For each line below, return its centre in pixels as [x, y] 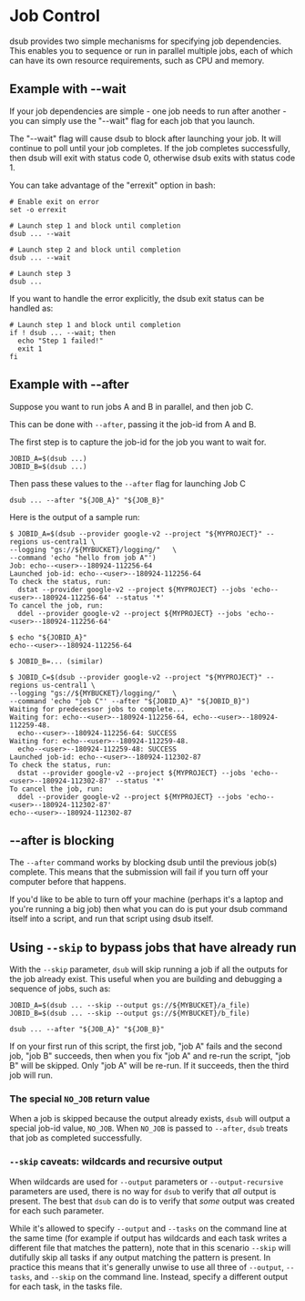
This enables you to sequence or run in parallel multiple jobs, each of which [151, 50]
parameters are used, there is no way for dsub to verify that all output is [143, 1191]
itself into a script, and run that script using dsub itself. [112, 919]
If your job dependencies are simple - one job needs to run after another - [148, 111]
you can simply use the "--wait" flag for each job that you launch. [132, 120]
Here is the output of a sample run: [75, 517]
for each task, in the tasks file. [66, 1286]
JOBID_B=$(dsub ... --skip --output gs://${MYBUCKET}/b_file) [130, 1014]
